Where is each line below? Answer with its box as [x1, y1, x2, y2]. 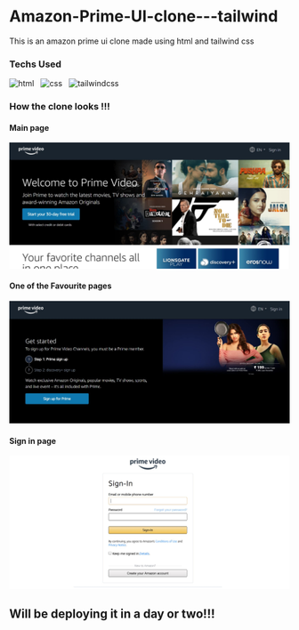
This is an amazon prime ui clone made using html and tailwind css [9, 36, 255, 46]
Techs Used [9, 58, 62, 70]
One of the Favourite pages [9, 280, 112, 291]
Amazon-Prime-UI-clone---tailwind [9, 6, 279, 27]
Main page [9, 122, 50, 133]
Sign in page [9, 435, 56, 446]
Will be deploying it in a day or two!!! [9, 607, 215, 622]
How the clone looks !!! [9, 101, 111, 113]
